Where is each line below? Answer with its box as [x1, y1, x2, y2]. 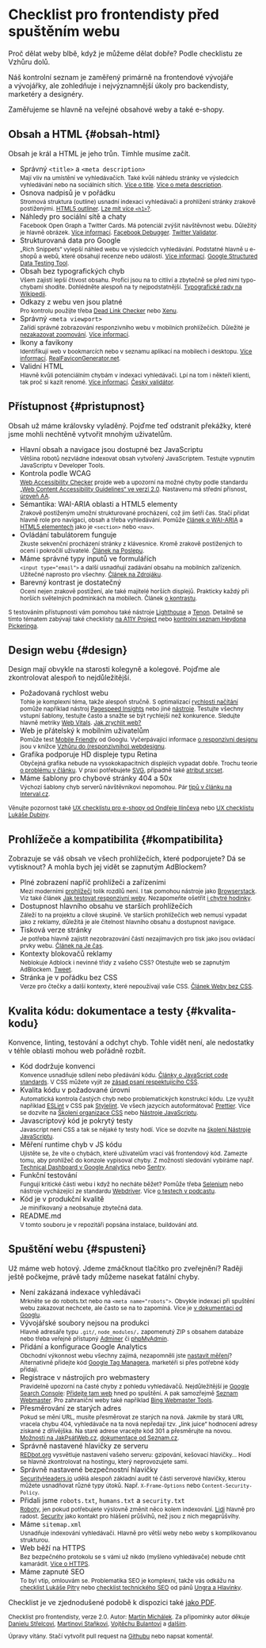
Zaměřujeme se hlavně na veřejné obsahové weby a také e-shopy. [8, 105, 225, 114]
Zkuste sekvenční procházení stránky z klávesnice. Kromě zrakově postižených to [19, 539, 243, 548]
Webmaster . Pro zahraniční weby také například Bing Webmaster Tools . [19, 1396, 214, 1405]
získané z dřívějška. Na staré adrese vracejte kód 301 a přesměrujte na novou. [19, 1427, 232, 1435]
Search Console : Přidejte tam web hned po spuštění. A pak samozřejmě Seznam [19, 1389, 239, 1397]
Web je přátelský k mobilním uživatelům [19, 726, 150, 735]
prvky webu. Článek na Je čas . [19, 942, 104, 950]
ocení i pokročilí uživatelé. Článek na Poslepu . [19, 546, 145, 554]
